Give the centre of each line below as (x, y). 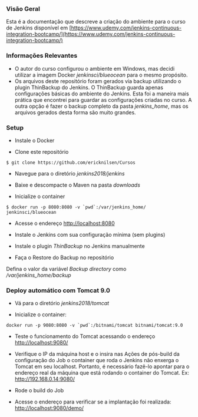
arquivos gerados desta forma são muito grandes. (75, 112)
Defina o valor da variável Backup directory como (66, 269)
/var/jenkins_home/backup (39, 275)
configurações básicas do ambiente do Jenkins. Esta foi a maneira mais (102, 94)
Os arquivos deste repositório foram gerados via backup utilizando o (98, 81)
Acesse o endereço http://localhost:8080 (65, 223)
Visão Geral (23, 9)
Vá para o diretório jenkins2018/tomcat (62, 303)
